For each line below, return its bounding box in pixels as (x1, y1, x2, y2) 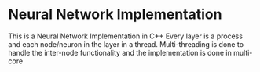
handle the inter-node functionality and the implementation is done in (8, 48, 232, 57)
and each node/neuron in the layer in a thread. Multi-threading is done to (8, 39, 244, 49)
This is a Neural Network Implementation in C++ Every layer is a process (8, 31, 244, 41)
